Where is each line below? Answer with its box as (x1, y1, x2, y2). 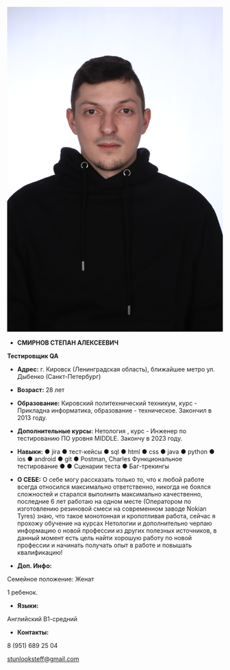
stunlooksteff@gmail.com (7, 654, 79, 662)
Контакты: (16, 628, 49, 636)
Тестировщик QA (7, 351, 59, 360)
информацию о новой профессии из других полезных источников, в (16, 526, 217, 535)
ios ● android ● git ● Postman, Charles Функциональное (16, 454, 183, 463)
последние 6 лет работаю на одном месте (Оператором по (16, 497, 192, 505)
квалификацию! (16, 548, 63, 556)
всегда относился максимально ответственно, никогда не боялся (16, 483, 211, 491)
